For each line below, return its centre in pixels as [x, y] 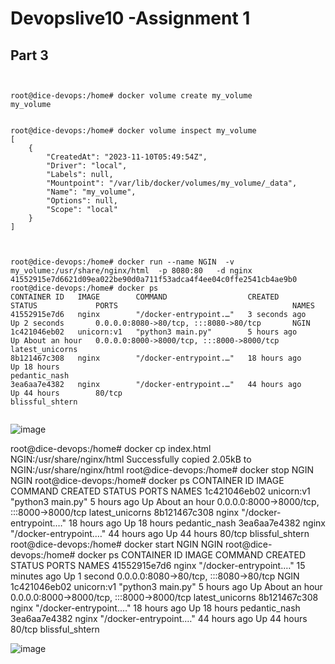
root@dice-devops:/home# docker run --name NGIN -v [122, 262]
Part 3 [29, 55]
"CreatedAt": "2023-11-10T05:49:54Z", [127, 157]
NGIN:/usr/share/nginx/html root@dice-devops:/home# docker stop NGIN [162, 470]
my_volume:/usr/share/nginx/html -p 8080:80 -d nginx [131, 271]
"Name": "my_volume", [91, 192]
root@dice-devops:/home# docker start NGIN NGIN [117, 544]
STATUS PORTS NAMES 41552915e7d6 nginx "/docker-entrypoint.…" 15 [158, 565]
